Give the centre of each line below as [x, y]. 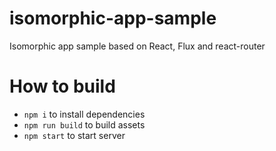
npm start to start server [74, 135]
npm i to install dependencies [84, 114]
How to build [62, 86]
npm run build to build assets [84, 124]
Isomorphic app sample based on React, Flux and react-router [137, 46]
